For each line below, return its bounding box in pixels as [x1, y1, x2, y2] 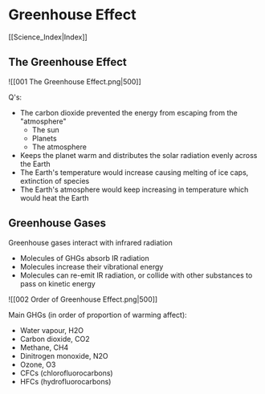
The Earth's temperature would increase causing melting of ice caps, [19, 167, 249, 177]
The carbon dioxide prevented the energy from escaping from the [19, 108, 238, 117]
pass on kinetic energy [19, 278, 96, 288]
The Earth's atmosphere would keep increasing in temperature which [19, 185, 249, 194]
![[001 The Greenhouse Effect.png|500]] [8, 76, 142, 86]
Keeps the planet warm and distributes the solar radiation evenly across [19, 150, 258, 160]
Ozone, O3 [19, 359, 56, 369]
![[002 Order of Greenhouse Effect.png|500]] [8, 294, 158, 304]
